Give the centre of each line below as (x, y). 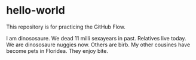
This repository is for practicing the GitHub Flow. (66, 27)
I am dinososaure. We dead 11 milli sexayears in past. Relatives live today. (96, 38)
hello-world (36, 10)
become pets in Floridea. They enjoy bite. (57, 50)
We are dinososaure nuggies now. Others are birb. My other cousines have (98, 45)
